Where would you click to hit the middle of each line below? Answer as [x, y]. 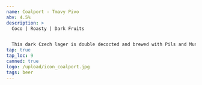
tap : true [19, 50]
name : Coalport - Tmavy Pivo [43, 12]
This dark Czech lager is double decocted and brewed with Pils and [99, 45]
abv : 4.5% [19, 17]
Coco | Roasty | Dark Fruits [48, 28]
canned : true [23, 61]
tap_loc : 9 [20, 56]
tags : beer [20, 72]
